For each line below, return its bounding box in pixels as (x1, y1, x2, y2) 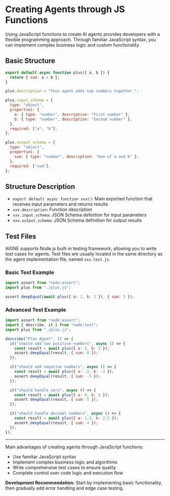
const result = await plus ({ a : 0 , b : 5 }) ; (14, 392, 110, 398)
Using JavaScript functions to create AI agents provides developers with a (5, 31, 160, 37)
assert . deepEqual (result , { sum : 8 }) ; (14, 350, 99, 356)
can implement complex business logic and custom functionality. (5, 42, 141, 48)
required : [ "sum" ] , (10, 163, 51, 168)
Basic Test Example (5, 269, 55, 276)
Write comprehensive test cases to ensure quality (12, 464, 116, 470)
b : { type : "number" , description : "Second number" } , (14, 117, 133, 122)
